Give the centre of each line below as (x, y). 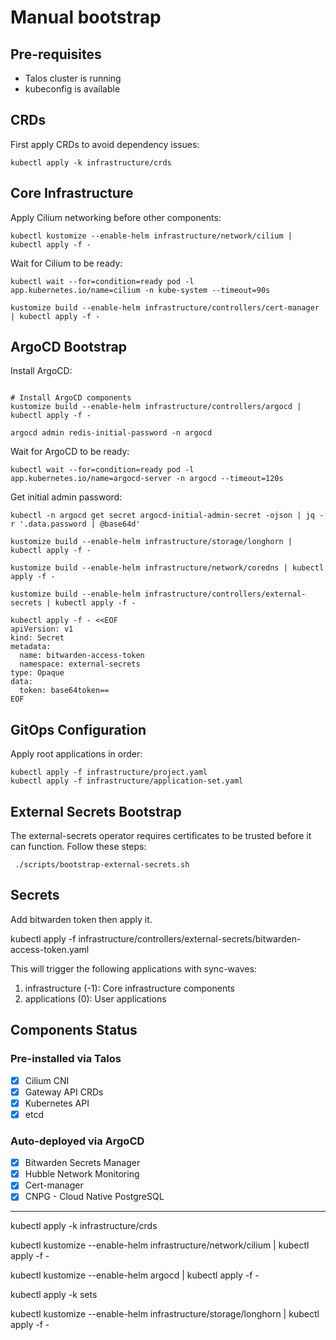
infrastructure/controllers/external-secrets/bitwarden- (190, 938)
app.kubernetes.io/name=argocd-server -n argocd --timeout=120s (147, 479)
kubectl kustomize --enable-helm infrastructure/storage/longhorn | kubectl (165, 1314)
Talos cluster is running (73, 78)
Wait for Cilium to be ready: (66, 263)
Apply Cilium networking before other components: (116, 217)
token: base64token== (64, 691)
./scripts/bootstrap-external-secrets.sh (102, 865)
